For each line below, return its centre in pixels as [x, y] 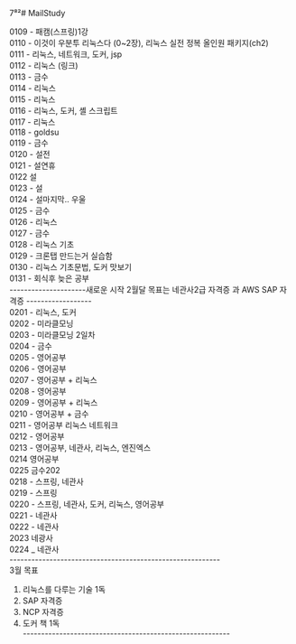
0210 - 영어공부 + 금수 [49, 414]
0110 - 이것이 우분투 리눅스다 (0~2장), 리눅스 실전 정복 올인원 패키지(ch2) [139, 43]
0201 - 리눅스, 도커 [43, 312]
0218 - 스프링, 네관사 [46, 481]
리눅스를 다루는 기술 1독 [64, 589]
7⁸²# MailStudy [37, 13]
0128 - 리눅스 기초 [42, 244]
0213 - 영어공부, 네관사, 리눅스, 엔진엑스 [80, 448]
